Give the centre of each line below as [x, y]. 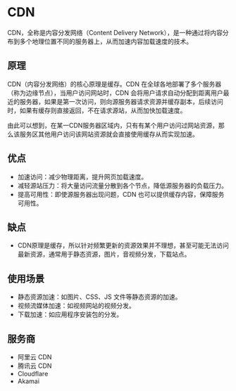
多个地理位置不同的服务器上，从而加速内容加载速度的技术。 [106, 41]
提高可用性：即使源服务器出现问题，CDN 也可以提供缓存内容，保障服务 [121, 194]
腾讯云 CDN [35, 366]
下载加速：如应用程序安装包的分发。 [70, 314]
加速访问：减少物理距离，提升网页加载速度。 [82, 177]
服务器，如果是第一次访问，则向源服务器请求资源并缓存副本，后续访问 [121, 101]
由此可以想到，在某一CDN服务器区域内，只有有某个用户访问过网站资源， [113, 125]
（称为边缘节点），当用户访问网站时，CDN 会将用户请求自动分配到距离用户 [115, 93]
